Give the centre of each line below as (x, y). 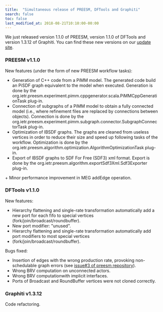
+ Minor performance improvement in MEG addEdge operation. (68, 177)
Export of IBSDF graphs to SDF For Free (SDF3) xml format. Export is (81, 158)
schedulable (24, 265)
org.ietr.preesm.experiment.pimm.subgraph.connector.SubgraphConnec (84, 121)
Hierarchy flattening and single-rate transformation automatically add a (83, 210)
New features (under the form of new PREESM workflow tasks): (69, 71)
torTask (20, 127)
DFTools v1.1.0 (22, 190)
